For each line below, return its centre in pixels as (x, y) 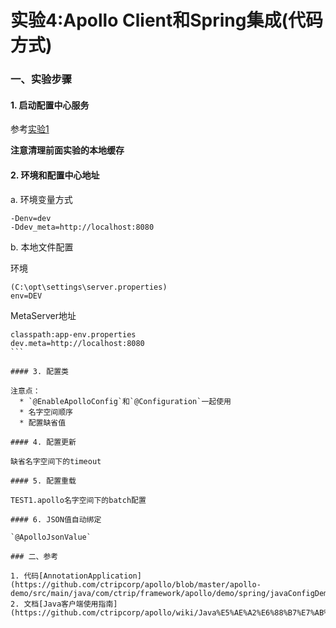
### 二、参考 (34, 556)
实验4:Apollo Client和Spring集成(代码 (167, 20)
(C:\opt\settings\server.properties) (89, 287)
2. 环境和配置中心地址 (55, 175)
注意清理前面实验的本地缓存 (67, 150)
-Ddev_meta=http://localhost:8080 (82, 227)
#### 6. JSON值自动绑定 (56, 519)
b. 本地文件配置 (42, 247)
